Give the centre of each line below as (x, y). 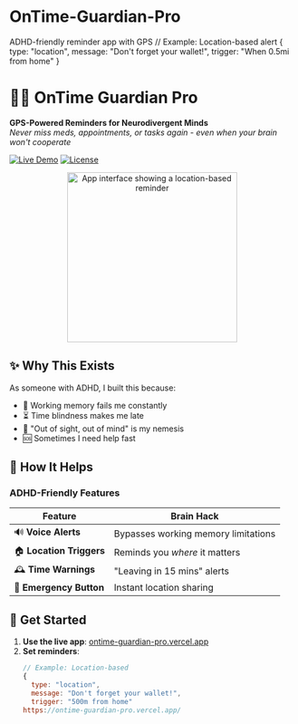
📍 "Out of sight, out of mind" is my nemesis (103, 429)
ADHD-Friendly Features (65, 493)
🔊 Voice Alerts (48, 532)
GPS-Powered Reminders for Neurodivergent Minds (109, 122)
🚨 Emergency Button (59, 588)
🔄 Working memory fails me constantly (95, 405)
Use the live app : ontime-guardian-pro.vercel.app (115, 642)
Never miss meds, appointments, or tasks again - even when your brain (144, 132)
